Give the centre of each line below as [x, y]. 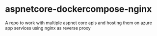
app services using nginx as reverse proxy [48, 28]
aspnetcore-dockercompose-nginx [78, 9]
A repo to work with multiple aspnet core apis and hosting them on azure [78, 23]
